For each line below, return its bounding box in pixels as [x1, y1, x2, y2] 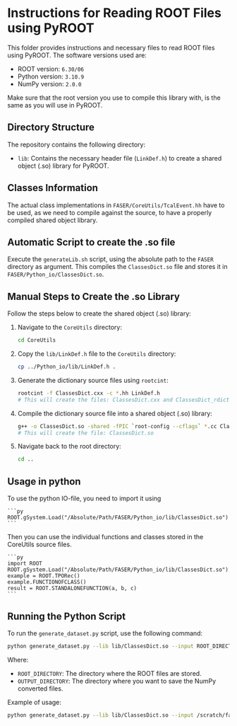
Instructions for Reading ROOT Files [7, 5, 222, 21]
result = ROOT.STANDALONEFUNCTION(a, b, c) [7, 585, 138, 592]
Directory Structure [7, 122, 95, 134]
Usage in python [7, 476, 81, 488]
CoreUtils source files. [7, 540, 72, 549]
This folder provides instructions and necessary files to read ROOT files [7, 43, 215, 52]
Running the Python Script [7, 610, 126, 622]
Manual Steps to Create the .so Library [7, 290, 180, 302]
